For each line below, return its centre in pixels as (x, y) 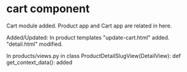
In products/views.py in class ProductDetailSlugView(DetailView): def (94, 56)
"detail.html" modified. (35, 44)
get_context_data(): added (39, 62)
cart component (48, 9)
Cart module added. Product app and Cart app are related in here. (89, 26)
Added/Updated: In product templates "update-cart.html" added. (88, 37)
